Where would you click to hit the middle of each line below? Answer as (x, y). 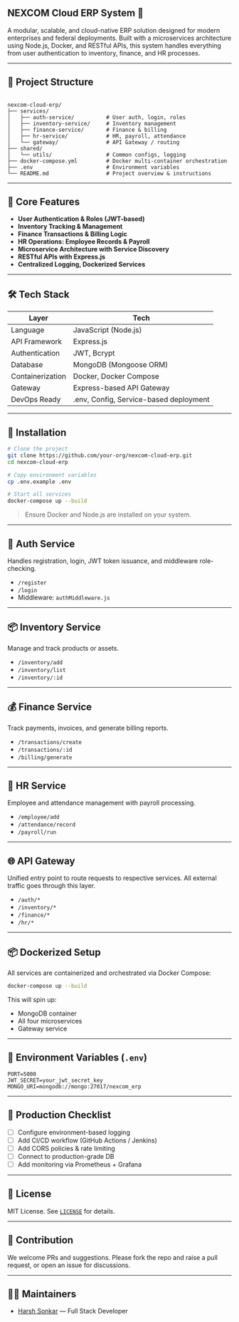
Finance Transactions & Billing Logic (73, 234)
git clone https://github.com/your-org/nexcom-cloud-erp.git (100, 455)
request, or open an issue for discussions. (69, 1265)
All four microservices (50, 1021)
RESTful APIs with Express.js (61, 257)
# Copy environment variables (52, 475)
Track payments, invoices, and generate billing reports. (88, 728)
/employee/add (38, 817)
